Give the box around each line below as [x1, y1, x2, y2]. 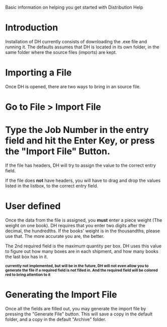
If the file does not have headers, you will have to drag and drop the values [5, 177, 161, 183]
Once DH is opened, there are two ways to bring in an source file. [5, 83, 141, 90]
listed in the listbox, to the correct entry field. [5, 183, 99, 188]
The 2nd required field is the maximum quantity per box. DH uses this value [5, 243, 162, 249]
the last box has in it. [5, 253, 48, 259]
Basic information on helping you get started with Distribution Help [5, 5, 143, 10]
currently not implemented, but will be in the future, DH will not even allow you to [5, 263, 149, 269]
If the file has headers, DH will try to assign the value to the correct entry [5, 162, 156, 168]
